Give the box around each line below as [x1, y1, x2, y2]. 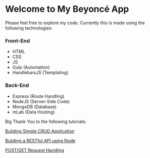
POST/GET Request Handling [5, 147, 64, 153]
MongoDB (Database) [12, 104, 57, 110]
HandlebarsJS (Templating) [12, 70, 68, 76]
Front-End [5, 37, 30, 44]
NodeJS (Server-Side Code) [12, 98, 70, 104]
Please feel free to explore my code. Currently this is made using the [5, 20, 145, 26]
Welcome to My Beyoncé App [5, 3, 129, 15]
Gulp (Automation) [12, 64, 50, 70]
